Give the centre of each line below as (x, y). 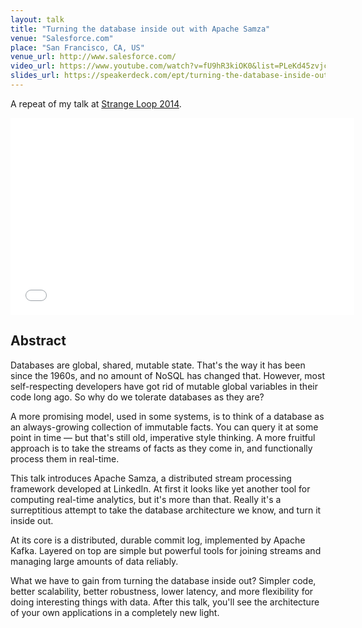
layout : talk (37, 19)
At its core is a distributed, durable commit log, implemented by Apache (158, 540)
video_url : (33, 66)
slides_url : (35, 76)
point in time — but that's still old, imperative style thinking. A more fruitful (163, 437)
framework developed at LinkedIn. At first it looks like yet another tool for (160, 488)
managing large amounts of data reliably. (94, 561)
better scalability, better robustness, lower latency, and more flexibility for (162, 591)
